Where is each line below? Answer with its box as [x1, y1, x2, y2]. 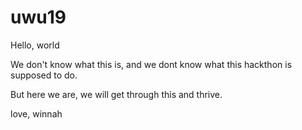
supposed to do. [10, 69, 78, 81]
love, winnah [10, 107, 63, 120]
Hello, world [10, 39, 60, 51]
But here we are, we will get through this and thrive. [10, 88, 223, 100]
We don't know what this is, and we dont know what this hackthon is [10, 58, 293, 70]
